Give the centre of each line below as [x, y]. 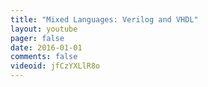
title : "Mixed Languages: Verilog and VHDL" [104, 19]
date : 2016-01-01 [46, 47]
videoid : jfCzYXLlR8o [55, 66]
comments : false [44, 57]
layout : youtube [44, 29]
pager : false [37, 38]
